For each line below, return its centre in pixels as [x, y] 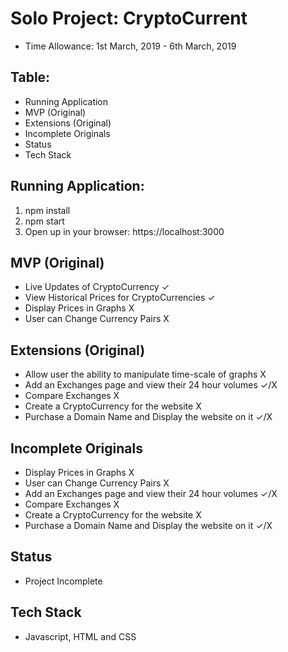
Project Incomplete [63, 581]
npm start [44, 221]
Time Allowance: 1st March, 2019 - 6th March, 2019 [130, 46]
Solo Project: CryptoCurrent [129, 18]
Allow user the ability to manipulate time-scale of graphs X [145, 374]
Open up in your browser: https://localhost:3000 [124, 231]
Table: [30, 77]
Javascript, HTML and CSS [80, 636]
